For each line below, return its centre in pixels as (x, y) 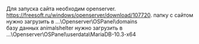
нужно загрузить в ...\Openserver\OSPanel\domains (72, 21)
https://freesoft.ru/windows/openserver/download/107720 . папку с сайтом (100, 15)
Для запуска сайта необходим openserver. (61, 9)
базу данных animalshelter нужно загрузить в (65, 28)
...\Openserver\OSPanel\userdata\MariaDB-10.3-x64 (71, 34)
